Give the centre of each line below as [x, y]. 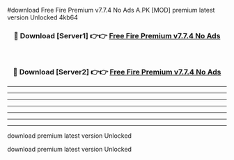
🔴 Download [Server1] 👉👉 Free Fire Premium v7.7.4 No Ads [117, 35]
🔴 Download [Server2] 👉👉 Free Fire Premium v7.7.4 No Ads [117, 72]
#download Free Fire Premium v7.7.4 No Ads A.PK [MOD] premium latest [111, 10]
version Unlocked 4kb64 [42, 17]
